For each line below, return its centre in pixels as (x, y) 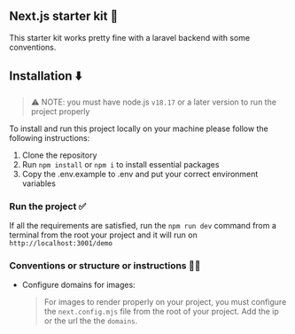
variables (39, 183)
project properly (60, 111)
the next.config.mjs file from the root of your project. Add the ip (161, 312)
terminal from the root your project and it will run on (103, 235)
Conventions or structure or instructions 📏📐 (105, 265)
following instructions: (50, 137)
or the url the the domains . (91, 321)
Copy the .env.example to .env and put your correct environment (140, 174)
